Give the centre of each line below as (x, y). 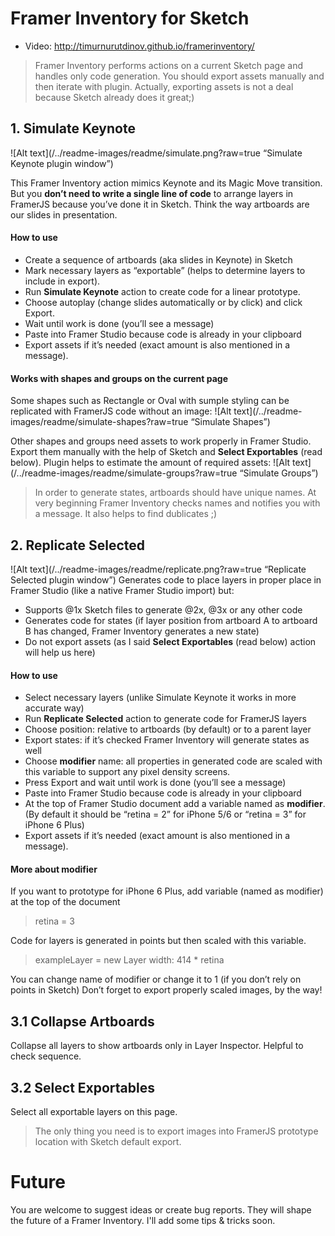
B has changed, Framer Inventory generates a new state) (142, 631)
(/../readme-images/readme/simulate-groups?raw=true (124, 473)
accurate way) (54, 708)
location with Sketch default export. (108, 1141)
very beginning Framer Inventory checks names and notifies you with (177, 503)
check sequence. (46, 1056)
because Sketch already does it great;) (114, 97)
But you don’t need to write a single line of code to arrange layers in (152, 193)
